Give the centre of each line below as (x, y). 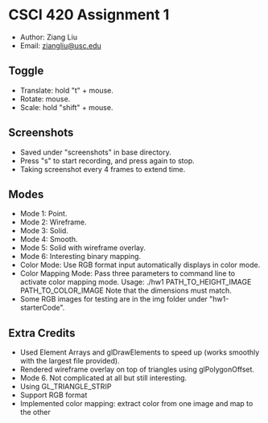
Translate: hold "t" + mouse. (67, 90)
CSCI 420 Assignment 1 (89, 15)
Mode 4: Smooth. (49, 240)
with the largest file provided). (70, 361)
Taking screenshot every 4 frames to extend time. (103, 169)
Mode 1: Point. (43, 214)
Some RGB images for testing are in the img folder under (113, 299)
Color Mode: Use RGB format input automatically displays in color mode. (140, 265)
